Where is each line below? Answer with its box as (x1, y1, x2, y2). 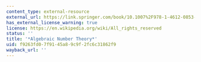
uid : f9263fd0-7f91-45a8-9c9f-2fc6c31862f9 (6, 42, 117, 48)
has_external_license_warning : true (6, 19, 98, 25)
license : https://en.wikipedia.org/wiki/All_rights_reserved (6, 25, 162, 31)
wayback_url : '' (6, 47, 47, 53)
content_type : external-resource (6, 8, 90, 15)
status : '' (6, 31, 33, 37)
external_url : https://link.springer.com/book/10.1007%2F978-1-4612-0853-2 (6, 14, 199, 20)
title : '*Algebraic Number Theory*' (6, 36, 98, 42)
